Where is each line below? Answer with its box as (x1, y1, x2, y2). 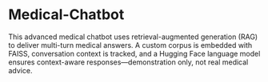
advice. (8, 65, 33, 75)
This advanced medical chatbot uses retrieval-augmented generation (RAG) (8, 32, 258, 41)
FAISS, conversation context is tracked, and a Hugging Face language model (8, 49, 261, 58)
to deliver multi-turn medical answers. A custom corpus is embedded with (8, 40, 253, 49)
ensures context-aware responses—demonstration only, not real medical (8, 57, 249, 67)
